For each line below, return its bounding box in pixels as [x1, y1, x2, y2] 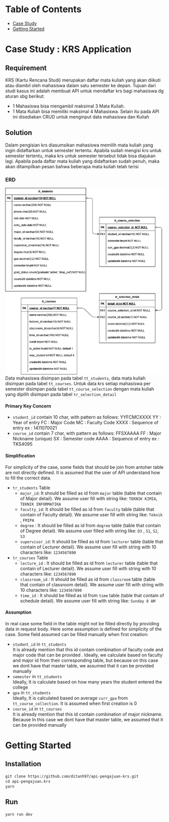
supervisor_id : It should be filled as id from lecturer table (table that [20, 538, 163, 544]
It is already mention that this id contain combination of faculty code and [12, 646, 163, 652]
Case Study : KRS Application [5, 44, 132, 55]
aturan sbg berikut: [5, 93, 45, 99]
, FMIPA [20, 517, 34, 523]
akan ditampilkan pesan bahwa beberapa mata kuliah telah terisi [5, 163, 139, 169]
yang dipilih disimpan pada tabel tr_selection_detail [5, 391, 117, 397]
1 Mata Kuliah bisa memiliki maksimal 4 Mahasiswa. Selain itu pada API [12, 108, 160, 115]
